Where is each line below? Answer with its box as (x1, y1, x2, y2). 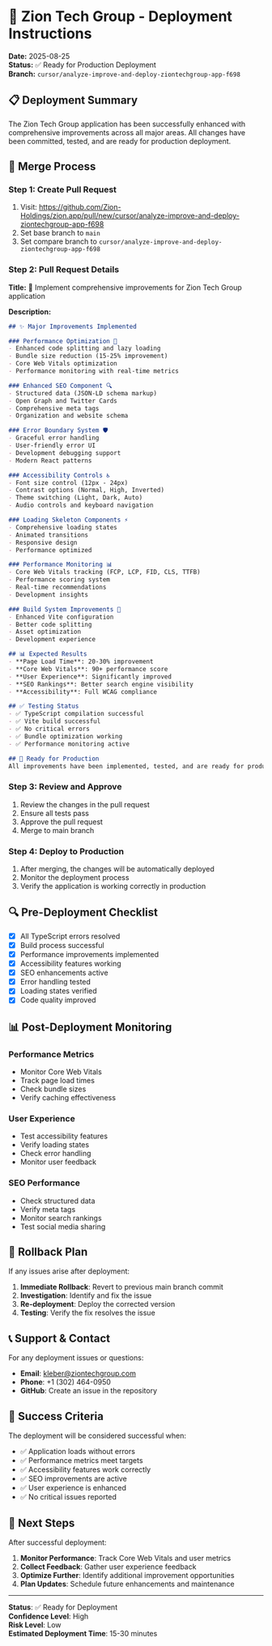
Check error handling (19, 1149, 91, 1159)
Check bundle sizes (19, 1084, 87, 1094)
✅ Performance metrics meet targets (19, 1456, 143, 1465)
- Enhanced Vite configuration (8, 613, 114, 621)
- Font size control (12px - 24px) (8, 478, 129, 487)
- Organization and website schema (8, 412, 129, 420)
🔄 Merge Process (8, 159, 96, 173)
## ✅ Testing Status (8, 702, 79, 711)
